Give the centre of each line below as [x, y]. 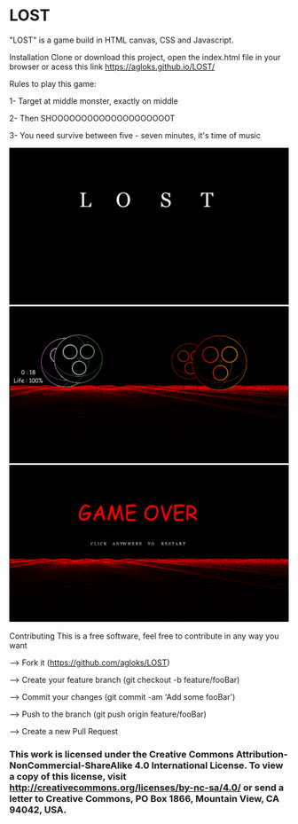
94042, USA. [38, 810]
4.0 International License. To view [209, 765]
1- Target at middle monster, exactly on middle [94, 101]
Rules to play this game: [53, 83]
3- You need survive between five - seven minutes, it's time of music [135, 135]
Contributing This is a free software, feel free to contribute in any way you [144, 636]
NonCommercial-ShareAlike [71, 765]
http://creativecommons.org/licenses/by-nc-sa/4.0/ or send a [147, 788]
